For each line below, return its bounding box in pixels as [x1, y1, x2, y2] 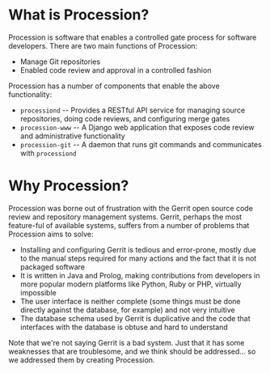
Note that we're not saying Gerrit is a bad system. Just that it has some [8, 337, 245, 347]
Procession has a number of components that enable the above [8, 81, 220, 91]
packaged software [19, 261, 85, 272]
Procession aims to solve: [8, 229, 94, 239]
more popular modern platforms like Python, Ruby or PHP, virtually [19, 279, 242, 289]
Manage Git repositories [19, 57, 101, 66]
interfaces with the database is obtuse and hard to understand [19, 322, 228, 332]
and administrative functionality [19, 131, 125, 141]
